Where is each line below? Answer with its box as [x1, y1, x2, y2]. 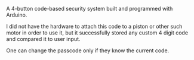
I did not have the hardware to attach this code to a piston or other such [6, 23, 183, 30]
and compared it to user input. [6, 36, 81, 42]
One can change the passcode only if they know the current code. [6, 47, 170, 54]
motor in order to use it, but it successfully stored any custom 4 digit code [6, 29, 189, 36]
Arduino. [6, 11, 27, 18]
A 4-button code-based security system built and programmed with [6, 5, 173, 12]
